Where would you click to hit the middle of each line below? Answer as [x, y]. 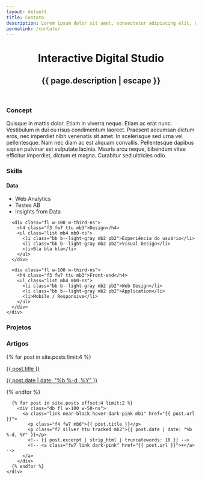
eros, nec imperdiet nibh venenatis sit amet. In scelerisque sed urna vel [94, 136]
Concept [19, 110]
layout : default [26, 12]
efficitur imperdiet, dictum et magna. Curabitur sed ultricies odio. [87, 156]
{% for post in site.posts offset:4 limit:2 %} [72, 403]
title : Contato [25, 17]
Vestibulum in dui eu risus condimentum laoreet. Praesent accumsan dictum [100, 130]
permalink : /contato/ [33, 29]
